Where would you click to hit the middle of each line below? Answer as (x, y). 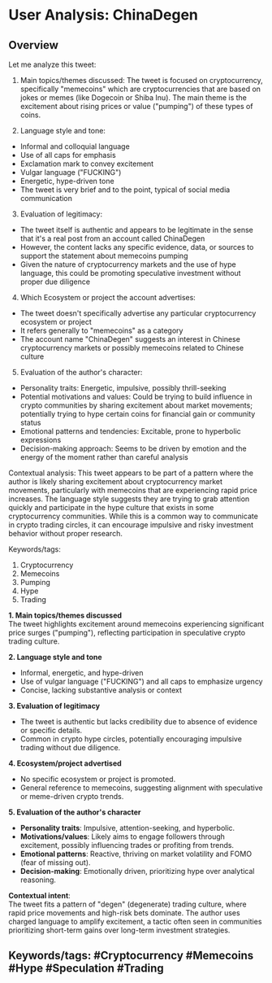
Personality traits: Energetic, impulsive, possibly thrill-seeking (123, 388)
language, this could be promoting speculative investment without (130, 273)
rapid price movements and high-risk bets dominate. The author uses (125, 913)
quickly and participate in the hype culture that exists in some (111, 507)
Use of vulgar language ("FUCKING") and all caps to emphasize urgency (141, 682)
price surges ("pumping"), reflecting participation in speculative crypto (127, 633)
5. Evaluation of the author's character (75, 812)
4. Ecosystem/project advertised (65, 763)
